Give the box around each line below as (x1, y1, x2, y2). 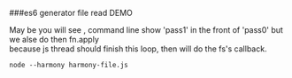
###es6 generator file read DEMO (9, 8, 133, 18)
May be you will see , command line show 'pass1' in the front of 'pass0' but (9, 25, 283, 35)
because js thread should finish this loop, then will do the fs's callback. (9, 43, 267, 54)
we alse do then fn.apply (9, 35, 99, 44)
